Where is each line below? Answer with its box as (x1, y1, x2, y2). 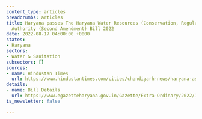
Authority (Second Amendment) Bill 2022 (11, 25, 114, 32)
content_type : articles (6, 8, 66, 15)
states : (6, 37, 26, 43)
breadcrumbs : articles (6, 14, 63, 20)
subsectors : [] (6, 59, 44, 65)
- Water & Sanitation (6, 53, 61, 59)
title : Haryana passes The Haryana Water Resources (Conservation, (6, 20, 179, 26)
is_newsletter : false (6, 98, 61, 104)
